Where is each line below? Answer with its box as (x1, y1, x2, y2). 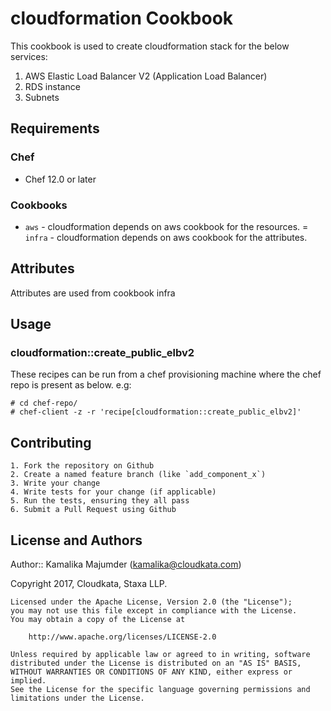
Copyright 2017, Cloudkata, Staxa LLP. (10, 578, 168, 590)
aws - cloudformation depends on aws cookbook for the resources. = (24, 220, 309, 232)
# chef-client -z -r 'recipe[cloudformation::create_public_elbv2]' (10, 407, 302, 417)
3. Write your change (10, 478, 101, 489)
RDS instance (24, 80, 81, 92)
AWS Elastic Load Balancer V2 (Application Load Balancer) (24, 70, 268, 82)
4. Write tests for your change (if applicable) (10, 487, 217, 497)
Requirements (10, 120, 100, 137)
